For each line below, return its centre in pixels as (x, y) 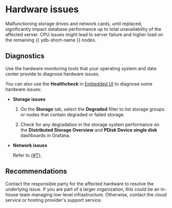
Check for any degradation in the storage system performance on (90, 124)
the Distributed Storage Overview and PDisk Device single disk (89, 130)
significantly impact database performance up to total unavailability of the (83, 29)
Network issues (30, 145)
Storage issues (29, 99)
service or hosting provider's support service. (54, 200)
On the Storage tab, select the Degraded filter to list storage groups (92, 109)
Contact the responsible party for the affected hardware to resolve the (80, 183)
